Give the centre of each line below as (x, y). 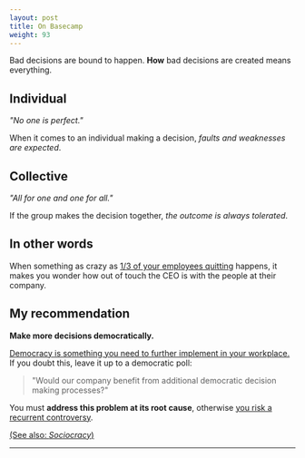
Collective (39, 176)
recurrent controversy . (51, 417)
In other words (51, 244)
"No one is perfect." (46, 121)
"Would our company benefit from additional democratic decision (154, 380)
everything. (31, 70)
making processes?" (70, 390)
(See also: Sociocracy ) (52, 434)
